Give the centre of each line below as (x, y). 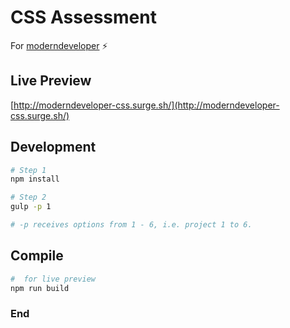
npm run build (40, 288)
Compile (37, 256)
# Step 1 (28, 170)
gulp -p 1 (31, 207)
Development (53, 147)
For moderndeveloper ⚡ (59, 45)
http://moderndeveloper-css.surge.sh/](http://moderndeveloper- (146, 105)
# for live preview (53, 279)
